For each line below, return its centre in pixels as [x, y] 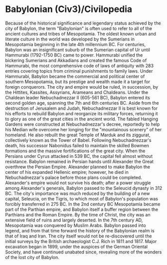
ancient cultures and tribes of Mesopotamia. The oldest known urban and [81, 34]
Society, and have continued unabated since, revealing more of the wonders [83, 252]
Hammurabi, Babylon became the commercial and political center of [75, 76]
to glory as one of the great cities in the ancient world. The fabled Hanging [82, 119]
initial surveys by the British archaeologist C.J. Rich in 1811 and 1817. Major [81, 241]
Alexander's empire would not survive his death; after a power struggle [78, 183]
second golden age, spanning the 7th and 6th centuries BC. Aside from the [82, 103]
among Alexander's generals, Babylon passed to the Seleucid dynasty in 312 [84, 188]
